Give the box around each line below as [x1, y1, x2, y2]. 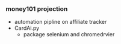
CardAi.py [14, 24, 40, 32]
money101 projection [5, 5, 68, 13]
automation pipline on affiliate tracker [14, 18, 107, 26]
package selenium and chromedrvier [23, 31, 115, 38]
